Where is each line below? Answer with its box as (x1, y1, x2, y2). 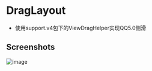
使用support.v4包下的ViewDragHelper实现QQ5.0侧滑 (14, 24, 147, 31)
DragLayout (6, 4, 66, 17)
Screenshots (6, 42, 55, 52)
